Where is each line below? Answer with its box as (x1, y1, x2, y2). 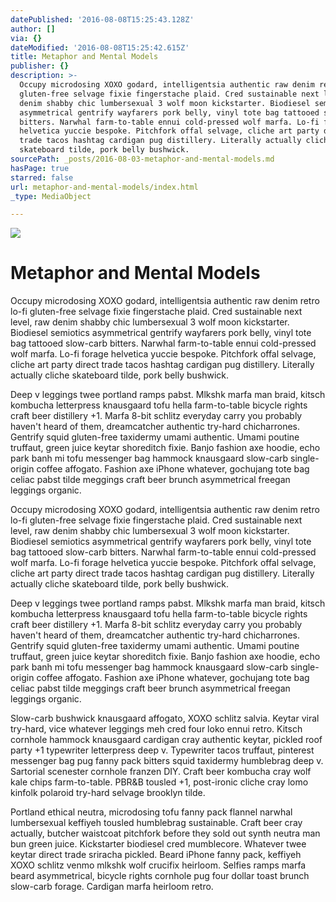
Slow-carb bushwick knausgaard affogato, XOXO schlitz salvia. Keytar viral (10, 712, 320, 725)
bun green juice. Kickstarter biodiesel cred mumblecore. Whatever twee (10, 838, 307, 850)
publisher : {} (10, 61, 70, 71)
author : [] (10, 24, 56, 34)
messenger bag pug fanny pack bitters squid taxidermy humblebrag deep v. (10, 755, 324, 767)
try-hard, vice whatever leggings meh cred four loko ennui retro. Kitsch (10, 723, 303, 735)
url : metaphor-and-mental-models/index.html (10, 182, 199, 192)
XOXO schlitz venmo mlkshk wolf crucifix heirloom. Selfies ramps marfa (10, 859, 307, 871)
